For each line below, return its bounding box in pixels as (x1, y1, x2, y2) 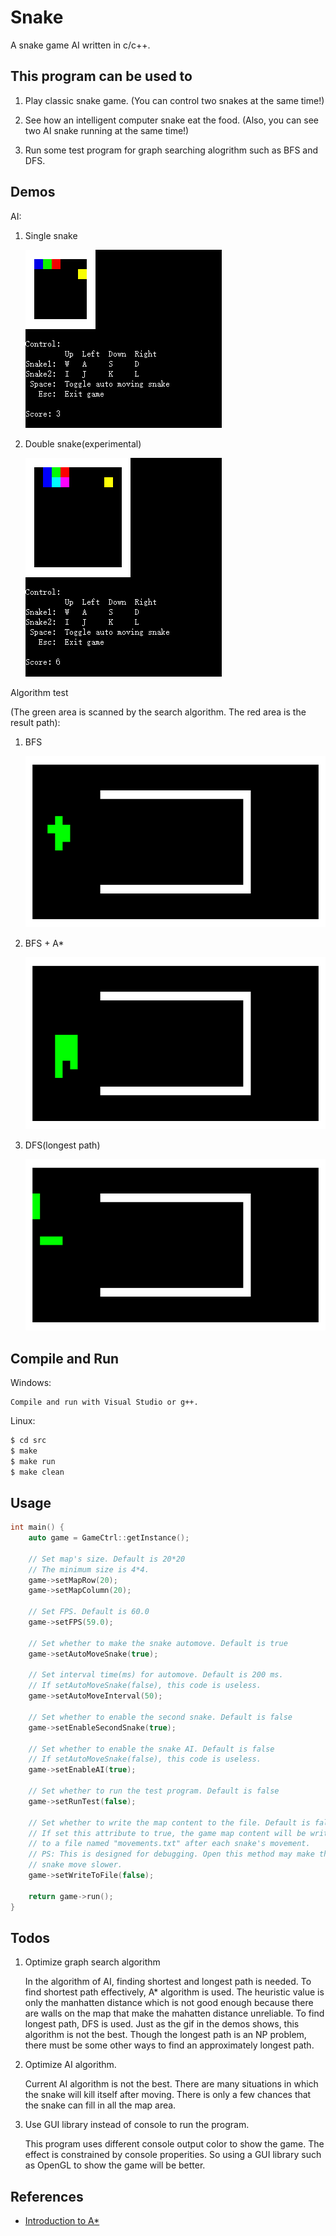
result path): (10, 716, 61, 728)
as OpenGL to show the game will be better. (24, 2159, 206, 2171)
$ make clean (10, 1467, 65, 1477)
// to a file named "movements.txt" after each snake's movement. (28, 1839, 311, 1849)
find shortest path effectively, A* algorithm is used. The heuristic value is (24, 1986, 325, 1998)
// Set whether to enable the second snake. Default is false (28, 1712, 293, 1722)
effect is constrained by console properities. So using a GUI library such (24, 2149, 322, 2161)
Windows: (10, 1376, 52, 1388)
